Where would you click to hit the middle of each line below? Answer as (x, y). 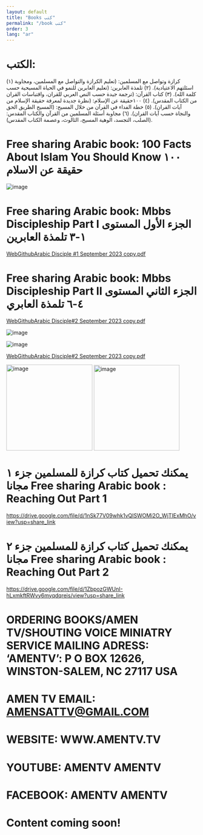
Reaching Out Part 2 (58, 572)
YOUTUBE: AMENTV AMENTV (84, 767)
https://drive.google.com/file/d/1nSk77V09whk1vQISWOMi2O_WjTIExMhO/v (101, 515)
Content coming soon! (64, 823)
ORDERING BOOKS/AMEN (72, 620)
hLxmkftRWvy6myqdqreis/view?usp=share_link (66, 595)
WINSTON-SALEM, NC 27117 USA (92, 671)
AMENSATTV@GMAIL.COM (78, 712)
